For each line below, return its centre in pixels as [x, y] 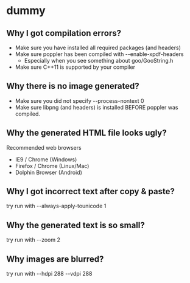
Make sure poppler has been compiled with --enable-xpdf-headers [99, 54]
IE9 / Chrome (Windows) [46, 159]
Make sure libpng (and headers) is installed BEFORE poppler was [97, 107]
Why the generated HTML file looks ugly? [86, 133]
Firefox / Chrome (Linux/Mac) [52, 166]
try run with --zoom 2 [33, 240]
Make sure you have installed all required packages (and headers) [98, 47]
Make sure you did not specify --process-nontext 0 [79, 100]
